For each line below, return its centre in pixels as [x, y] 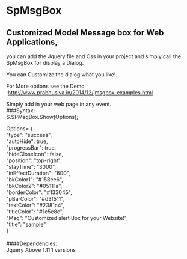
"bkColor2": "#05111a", [34, 186]
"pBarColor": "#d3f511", [35, 199]
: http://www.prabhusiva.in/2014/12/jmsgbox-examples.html [80, 93]
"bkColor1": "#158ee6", [35, 180]
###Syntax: [20, 111]
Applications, [32, 42]
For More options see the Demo [45, 86]
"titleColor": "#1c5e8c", [35, 212]
